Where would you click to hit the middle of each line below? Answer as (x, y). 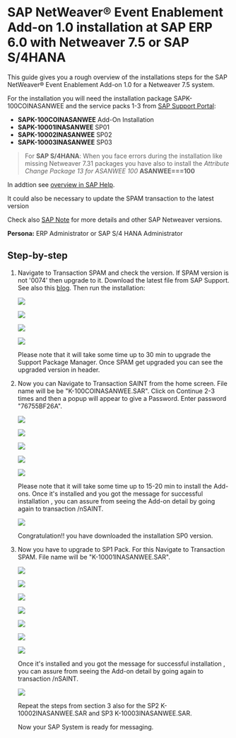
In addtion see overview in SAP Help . (61, 184)
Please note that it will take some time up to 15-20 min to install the (114, 486)
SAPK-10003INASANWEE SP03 (65, 142)
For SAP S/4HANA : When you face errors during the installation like (123, 156)
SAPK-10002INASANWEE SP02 (65, 135)
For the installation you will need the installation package (90, 98)
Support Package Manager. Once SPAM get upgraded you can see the (120, 362)
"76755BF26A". (40, 406)
